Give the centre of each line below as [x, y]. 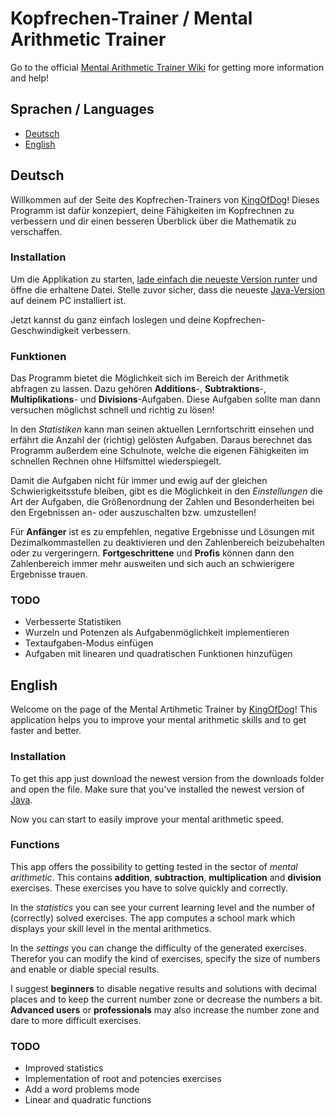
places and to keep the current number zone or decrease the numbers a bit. [166, 999]
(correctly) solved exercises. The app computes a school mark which [153, 918]
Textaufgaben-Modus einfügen [89, 643]
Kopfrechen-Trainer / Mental [131, 18]
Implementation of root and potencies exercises [123, 1079]
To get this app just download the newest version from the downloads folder [167, 778]
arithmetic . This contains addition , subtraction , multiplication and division [166, 877]
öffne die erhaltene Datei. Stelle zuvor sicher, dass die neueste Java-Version [168, 289]
